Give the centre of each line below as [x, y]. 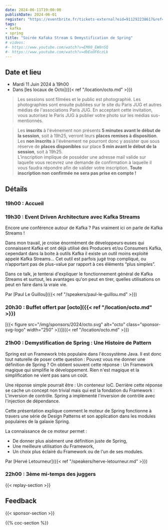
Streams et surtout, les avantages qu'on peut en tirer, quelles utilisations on [83, 279]
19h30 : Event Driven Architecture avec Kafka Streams [73, 217]
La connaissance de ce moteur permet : [46, 431]
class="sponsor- [143, 325]
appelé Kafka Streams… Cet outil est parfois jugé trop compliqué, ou [76, 259]
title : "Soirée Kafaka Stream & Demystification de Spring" [69, 38]
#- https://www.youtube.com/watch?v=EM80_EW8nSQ [57, 47]
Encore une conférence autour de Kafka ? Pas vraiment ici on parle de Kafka [84, 228]
